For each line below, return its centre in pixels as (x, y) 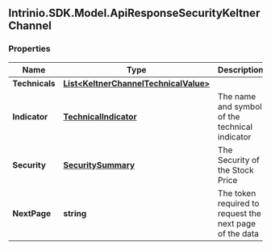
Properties (29, 49)
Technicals (34, 83)
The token (237, 193)
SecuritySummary (99, 165)
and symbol (240, 106)
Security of (238, 160)
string (75, 213)
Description (240, 69)
